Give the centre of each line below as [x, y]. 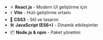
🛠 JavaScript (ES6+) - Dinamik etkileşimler [54, 25]
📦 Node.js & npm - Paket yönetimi [45, 32]
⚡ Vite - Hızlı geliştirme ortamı [40, 12]
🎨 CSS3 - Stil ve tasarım [34, 20]
